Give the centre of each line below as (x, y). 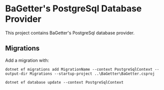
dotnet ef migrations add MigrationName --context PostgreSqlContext (79, 69)
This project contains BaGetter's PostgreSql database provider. (70, 33)
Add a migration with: (27, 60)
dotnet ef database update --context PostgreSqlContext (64, 82)
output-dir (16, 74)
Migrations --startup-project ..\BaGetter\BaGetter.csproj (92, 74)
